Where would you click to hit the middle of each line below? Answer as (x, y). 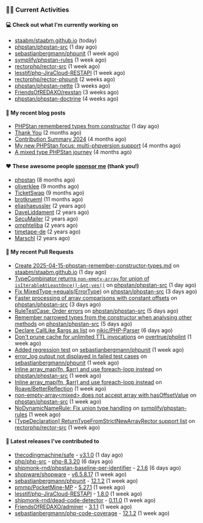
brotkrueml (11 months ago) (49, 199)
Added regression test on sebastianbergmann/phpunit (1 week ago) (99, 349)
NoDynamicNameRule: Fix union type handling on (77, 408)
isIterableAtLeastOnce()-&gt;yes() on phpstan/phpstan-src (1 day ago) (105, 285)
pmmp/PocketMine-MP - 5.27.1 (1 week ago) (70, 487)
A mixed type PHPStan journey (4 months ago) (73, 152)
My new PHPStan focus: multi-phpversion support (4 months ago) (98, 146)
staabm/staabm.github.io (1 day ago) (61, 272)
